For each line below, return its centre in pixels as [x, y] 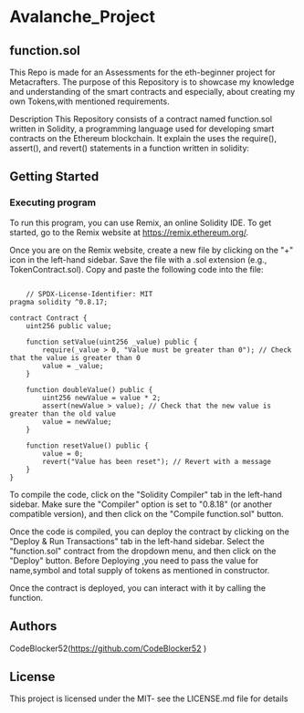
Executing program [53, 202]
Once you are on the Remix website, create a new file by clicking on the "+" [152, 250]
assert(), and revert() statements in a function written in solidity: [129, 148]
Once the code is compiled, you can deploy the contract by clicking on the [149, 532]
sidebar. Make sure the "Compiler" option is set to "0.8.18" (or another [141, 504]
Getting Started [54, 176]
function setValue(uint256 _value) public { [112, 342]
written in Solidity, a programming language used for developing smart [142, 129]
